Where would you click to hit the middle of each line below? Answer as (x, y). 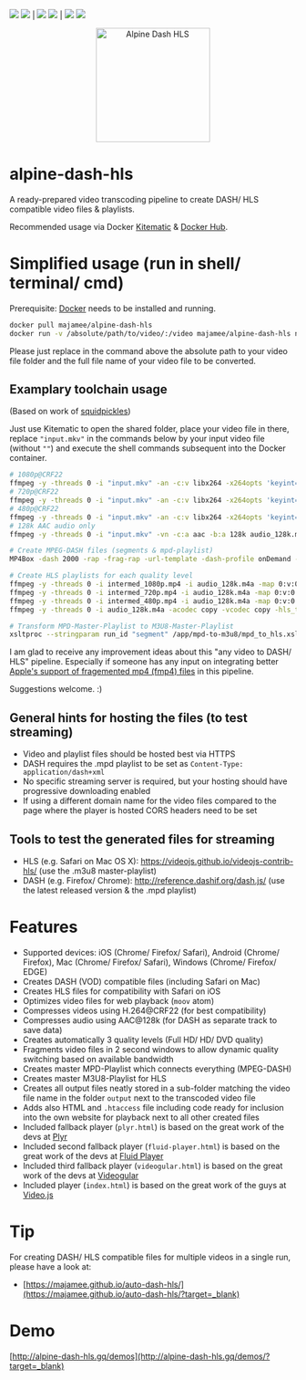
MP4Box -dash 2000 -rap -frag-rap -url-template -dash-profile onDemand (150, 559)
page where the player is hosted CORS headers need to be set (140, 810)
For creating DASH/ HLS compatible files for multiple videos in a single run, (150, 1257)
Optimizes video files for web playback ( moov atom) (118, 1000)
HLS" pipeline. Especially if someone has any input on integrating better (144, 662)
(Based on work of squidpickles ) (70, 412)
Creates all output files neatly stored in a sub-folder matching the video (156, 1088)
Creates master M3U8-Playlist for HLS (94, 1078)
